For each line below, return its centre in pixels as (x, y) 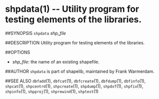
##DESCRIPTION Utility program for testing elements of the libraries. (75, 42)
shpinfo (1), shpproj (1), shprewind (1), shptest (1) (52, 91)
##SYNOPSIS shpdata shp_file (36, 33)
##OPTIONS (18, 52)
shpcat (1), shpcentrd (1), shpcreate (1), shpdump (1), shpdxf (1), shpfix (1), (74, 86)
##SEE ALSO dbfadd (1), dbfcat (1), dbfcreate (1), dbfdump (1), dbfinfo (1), (75, 81)
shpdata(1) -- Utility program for (72, 9)
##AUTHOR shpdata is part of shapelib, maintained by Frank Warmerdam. (80, 71)
